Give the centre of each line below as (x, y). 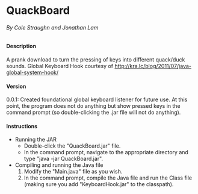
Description (21, 46)
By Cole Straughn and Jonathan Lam (52, 27)
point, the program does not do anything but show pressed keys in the (93, 106)
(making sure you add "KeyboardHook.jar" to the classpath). (99, 184)
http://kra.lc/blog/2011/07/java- (153, 66)
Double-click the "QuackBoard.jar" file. (72, 146)
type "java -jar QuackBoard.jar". (63, 159)
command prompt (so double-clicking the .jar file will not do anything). (94, 113)
